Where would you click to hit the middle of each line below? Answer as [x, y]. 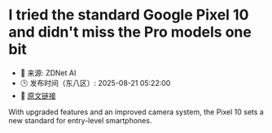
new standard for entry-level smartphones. [80, 120]
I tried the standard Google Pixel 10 [129, 15]
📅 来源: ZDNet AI [48, 73]
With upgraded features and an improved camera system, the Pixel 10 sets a [136, 112]
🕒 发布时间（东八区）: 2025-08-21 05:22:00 [95, 83]
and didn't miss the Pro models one [130, 32]
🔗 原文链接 [38, 96]
